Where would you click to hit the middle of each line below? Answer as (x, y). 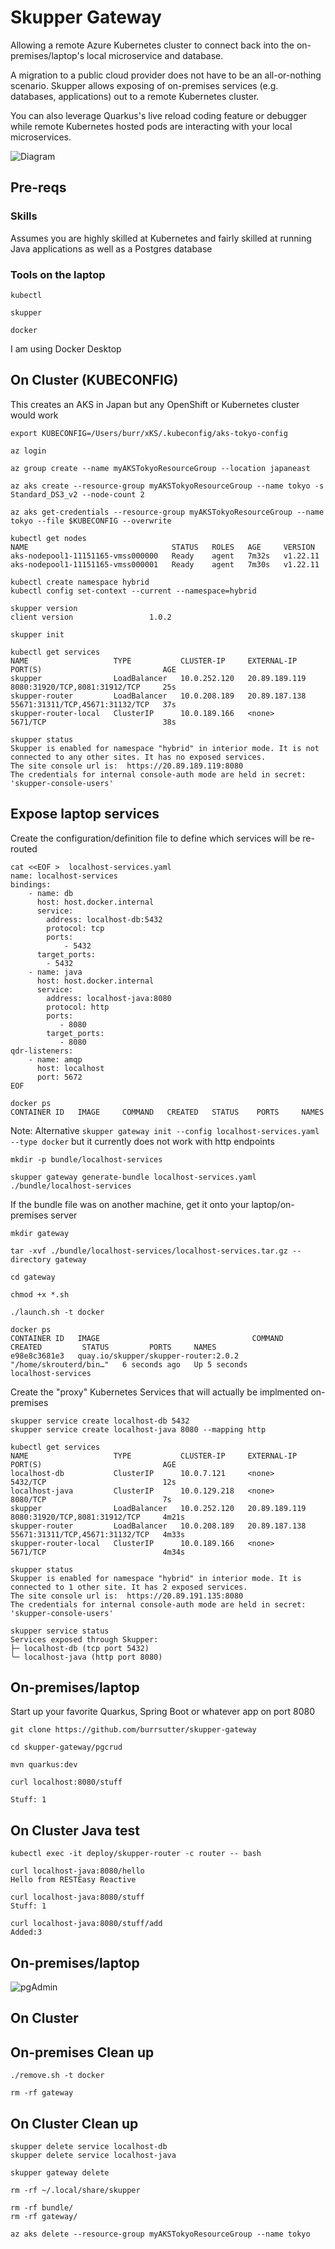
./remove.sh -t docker (57, 2076)
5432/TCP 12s (93, 1482)
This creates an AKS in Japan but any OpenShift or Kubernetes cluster (155, 404)
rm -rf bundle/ (42, 2208)
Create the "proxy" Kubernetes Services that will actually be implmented (159, 1392)
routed (24, 848)
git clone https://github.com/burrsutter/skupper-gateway (133, 1730)
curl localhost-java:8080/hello (77, 1871)
